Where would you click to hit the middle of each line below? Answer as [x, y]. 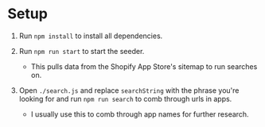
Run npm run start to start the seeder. [82, 51]
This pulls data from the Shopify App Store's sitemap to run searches [144, 66]
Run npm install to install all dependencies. [91, 36]
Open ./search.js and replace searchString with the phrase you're [129, 90]
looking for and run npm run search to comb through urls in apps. [125, 98]
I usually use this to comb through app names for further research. [140, 114]
